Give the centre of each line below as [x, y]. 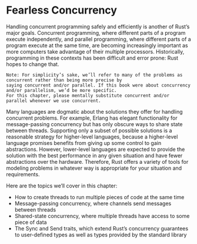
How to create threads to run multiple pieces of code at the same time [99, 197]
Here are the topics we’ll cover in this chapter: [62, 186]
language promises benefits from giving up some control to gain [84, 143]
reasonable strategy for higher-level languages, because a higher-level [92, 137]
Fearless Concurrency [62, 10]
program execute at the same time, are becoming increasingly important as [97, 45]
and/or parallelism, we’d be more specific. [61, 90]
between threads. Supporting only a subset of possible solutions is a [89, 130]
